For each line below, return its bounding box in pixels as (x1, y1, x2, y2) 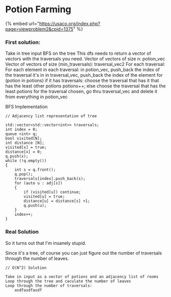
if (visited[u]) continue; (23, 190, 81, 195)
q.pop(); (14, 172, 33, 177)
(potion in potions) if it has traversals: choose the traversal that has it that (5, 78, 159, 84)
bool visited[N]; (5, 136, 42, 141)
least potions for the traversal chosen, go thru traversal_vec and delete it (5, 88, 158, 95)
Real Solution (5, 229, 39, 236)
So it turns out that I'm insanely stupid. (5, 240, 87, 246)
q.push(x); (5, 154, 29, 159)
